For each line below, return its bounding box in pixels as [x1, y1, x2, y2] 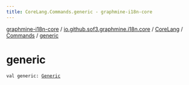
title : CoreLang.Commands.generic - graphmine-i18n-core [6, 8, 153, 15]
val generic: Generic [6, 73, 61, 79]
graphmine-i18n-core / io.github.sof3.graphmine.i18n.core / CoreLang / [6, 25, 183, 33]
